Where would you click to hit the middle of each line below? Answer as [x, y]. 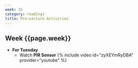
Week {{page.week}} [38, 38]
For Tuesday [25, 50]
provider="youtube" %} [43, 60]
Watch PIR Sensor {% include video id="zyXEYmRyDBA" [76, 55]
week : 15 [14, 9]
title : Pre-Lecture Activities [37, 18]
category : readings [25, 14]
